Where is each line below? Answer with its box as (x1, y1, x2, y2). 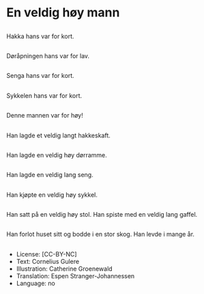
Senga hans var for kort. (6, 72, 74, 80)
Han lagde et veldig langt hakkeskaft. (6, 131, 111, 139)
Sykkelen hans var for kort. (6, 91, 83, 100)
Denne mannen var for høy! (6, 111, 83, 120)
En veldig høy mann (6, 5, 120, 21)
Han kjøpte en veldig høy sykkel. (6, 190, 98, 199)
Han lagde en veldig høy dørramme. (6, 150, 107, 159)
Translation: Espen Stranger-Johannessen (16, 271, 135, 280)
